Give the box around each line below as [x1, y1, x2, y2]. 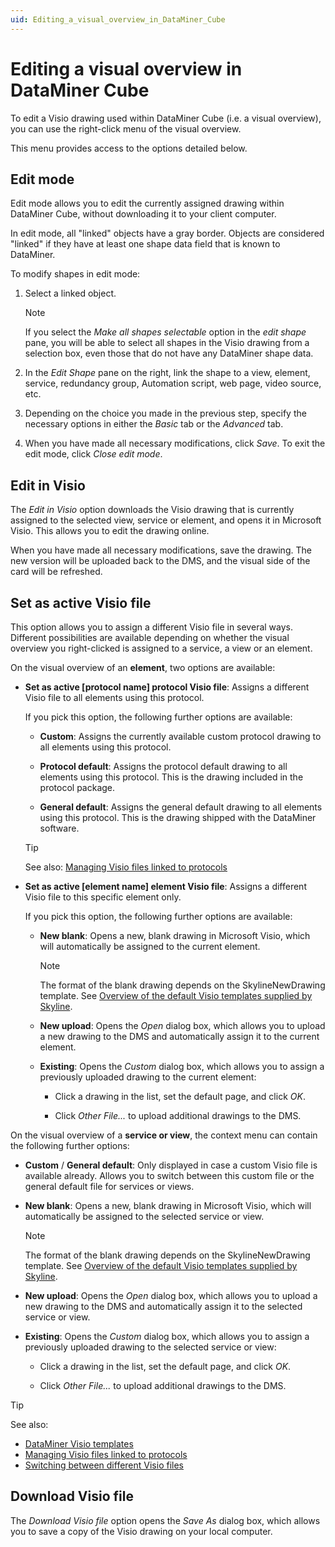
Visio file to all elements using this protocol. [24, 692, 205, 703]
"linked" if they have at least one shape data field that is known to [10, 238, 281, 250]
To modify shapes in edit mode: [10, 268, 141, 280]
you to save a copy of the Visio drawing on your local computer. [10, 1525, 273, 1537]
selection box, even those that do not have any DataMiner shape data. [24, 347, 314, 360]
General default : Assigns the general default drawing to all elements [39, 801, 323, 813]
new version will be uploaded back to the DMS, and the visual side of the [10, 555, 311, 567]
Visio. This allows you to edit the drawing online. [10, 525, 210, 537]
